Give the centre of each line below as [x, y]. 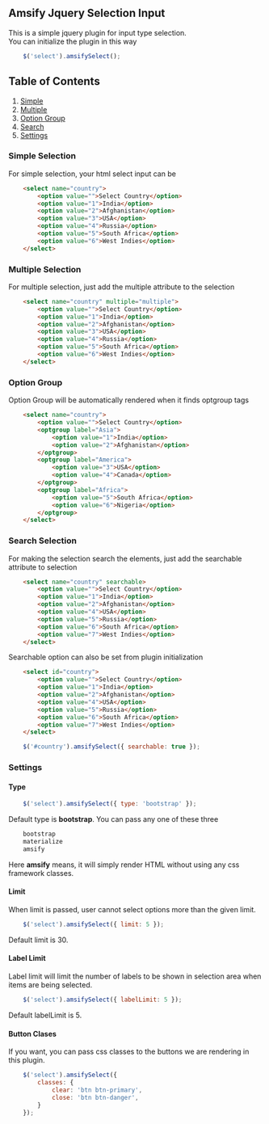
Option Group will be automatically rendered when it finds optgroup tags [128, 400]
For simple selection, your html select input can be [92, 174]
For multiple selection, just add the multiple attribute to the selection [122, 287]
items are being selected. [50, 985]
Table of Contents [55, 81]
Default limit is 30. [38, 940]
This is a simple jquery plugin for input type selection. [98, 32]
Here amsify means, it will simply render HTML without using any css [124, 865]
